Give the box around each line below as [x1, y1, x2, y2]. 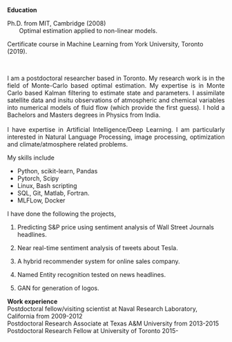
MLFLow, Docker [17, 196, 66, 205]
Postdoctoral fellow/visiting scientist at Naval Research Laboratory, [7, 305, 198, 313]
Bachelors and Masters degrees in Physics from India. [7, 111, 161, 119]
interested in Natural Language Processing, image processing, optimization [7, 133, 225, 141]
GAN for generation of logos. [17, 284, 100, 292]
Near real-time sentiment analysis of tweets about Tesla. [17, 244, 178, 251]
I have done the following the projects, [7, 210, 116, 218]
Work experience [7, 297, 58, 305]
